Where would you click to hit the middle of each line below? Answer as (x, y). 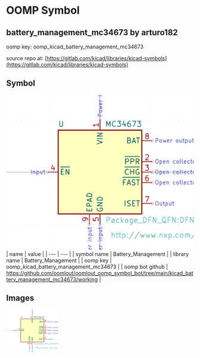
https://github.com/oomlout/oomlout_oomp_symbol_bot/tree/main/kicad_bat (100, 273)
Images (20, 298)
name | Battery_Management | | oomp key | (59, 260)
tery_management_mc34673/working (52, 279)
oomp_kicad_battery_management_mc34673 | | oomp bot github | (87, 267)
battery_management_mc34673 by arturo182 (92, 33)
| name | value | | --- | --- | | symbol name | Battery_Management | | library (98, 254)
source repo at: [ (26, 58)
